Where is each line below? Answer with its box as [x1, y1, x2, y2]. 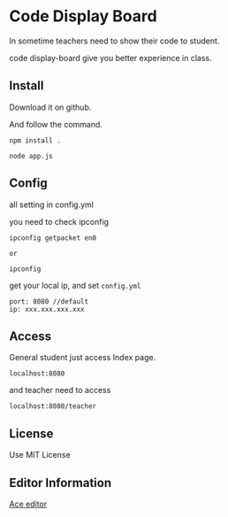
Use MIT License [9, 450, 71, 460]
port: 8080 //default [9, 297, 89, 306]
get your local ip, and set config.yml [9, 280, 141, 290]
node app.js [9, 151, 53, 160]
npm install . [9, 135, 62, 145]
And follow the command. [9, 119, 103, 129]
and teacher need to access [9, 385, 111, 396]
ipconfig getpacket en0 [9, 233, 97, 243]
